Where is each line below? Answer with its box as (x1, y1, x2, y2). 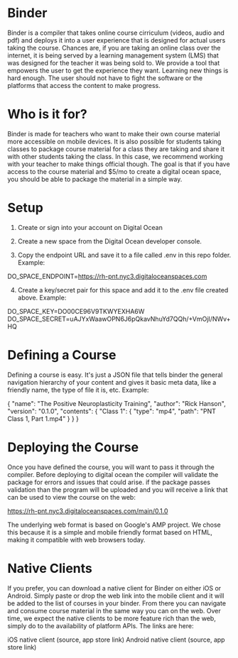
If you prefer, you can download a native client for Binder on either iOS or (7, 583, 222, 592)
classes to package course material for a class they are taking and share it (7, 144, 225, 153)
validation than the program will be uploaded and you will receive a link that (7, 485, 229, 494)
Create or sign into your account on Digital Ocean (17, 223, 163, 231)
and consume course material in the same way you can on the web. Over (7, 606, 222, 615)
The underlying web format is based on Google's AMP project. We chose (7, 520, 222, 529)
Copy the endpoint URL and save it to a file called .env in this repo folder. (17, 251, 232, 259)
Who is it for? (7, 106, 87, 122)
